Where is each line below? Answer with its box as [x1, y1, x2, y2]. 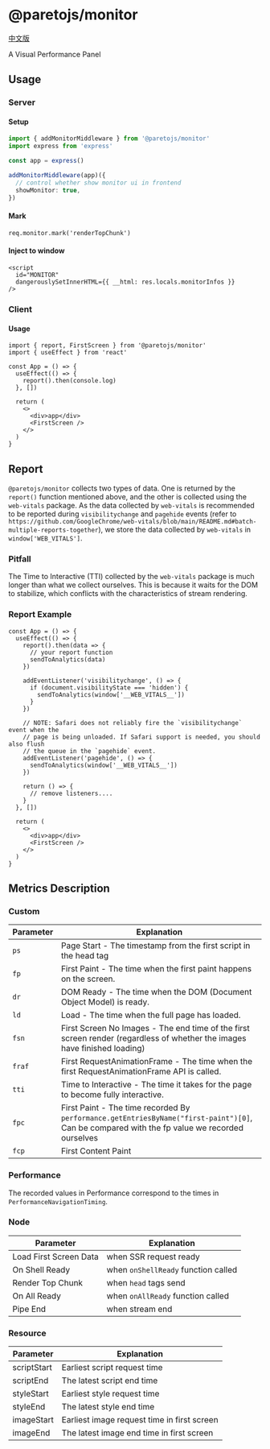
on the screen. [60, 973, 116, 984]
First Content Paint [60, 1145, 132, 1157]
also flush [8, 739, 45, 748]
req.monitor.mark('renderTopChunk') [8, 229, 131, 237]
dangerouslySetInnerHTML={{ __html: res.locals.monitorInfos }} [15, 278, 235, 286]
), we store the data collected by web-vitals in [97, 524, 252, 534]
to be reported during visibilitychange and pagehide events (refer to [8, 509, 237, 519]
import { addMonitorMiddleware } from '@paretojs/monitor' [8, 135, 211, 143]
